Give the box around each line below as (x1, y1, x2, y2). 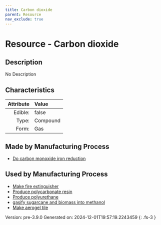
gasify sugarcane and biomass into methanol (12, 199, 105, 205)
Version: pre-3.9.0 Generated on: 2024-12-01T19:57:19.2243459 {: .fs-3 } (5, 214, 156, 220)
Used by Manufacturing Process (5, 170, 108, 178)
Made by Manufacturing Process (5, 142, 109, 150)
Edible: (13, 109, 30, 116)
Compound (34, 117, 61, 124)
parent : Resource (5, 12, 41, 17)
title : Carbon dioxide (5, 7, 52, 12)
